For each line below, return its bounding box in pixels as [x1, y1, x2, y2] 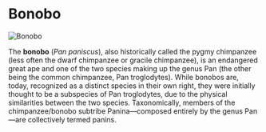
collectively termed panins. [27, 114, 117, 124]
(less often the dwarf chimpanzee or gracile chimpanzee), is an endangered [8, 55, 258, 65]
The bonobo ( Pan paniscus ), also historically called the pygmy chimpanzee [8, 46, 257, 56]
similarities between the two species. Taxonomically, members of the [8, 98, 236, 107]
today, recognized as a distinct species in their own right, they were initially [8, 81, 256, 90]
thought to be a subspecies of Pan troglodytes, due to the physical [8, 89, 228, 98]
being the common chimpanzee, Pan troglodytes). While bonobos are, [8, 72, 240, 82]
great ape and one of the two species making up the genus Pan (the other [8, 63, 252, 73]
